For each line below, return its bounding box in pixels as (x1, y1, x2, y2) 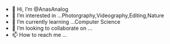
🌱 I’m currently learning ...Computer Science (11, 18, 121, 25)
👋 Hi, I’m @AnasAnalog (11, 6, 68, 12)
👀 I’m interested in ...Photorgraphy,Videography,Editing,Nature (11, 12, 165, 19)
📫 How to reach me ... (11, 32, 67, 38)
